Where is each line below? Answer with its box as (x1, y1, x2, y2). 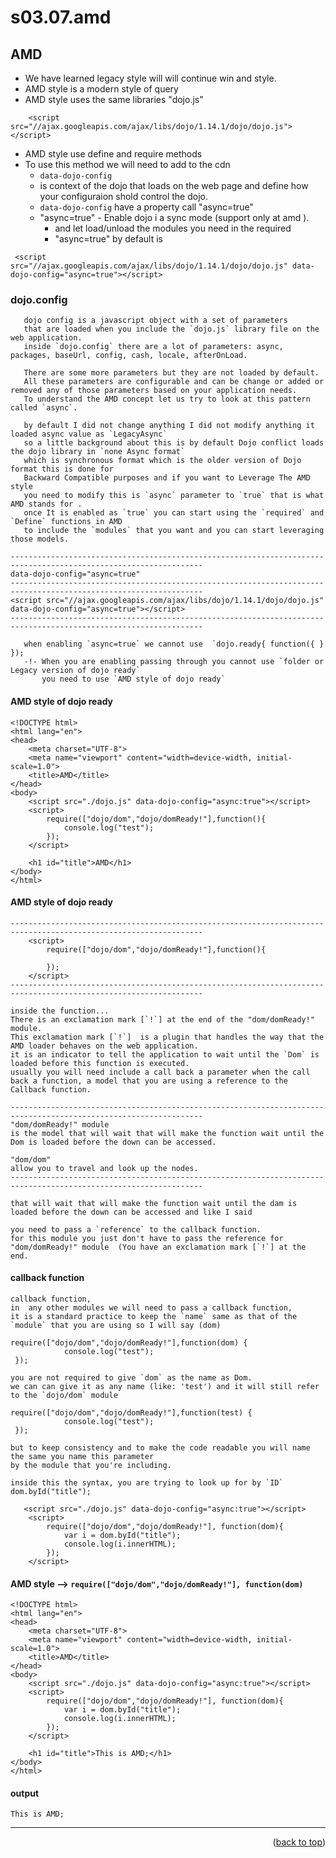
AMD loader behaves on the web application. (10, 1041, 199, 1051)
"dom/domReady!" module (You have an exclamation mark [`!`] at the (10, 1242, 307, 1252)
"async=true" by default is (54, 233, 163, 245)
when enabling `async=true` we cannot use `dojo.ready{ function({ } (23, 639, 325, 650)
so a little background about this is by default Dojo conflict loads (23, 438, 325, 448)
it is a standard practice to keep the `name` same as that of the (10, 1311, 298, 1321)
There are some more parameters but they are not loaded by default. (23, 368, 320, 378)
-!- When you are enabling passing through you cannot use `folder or (23, 657, 325, 667)
